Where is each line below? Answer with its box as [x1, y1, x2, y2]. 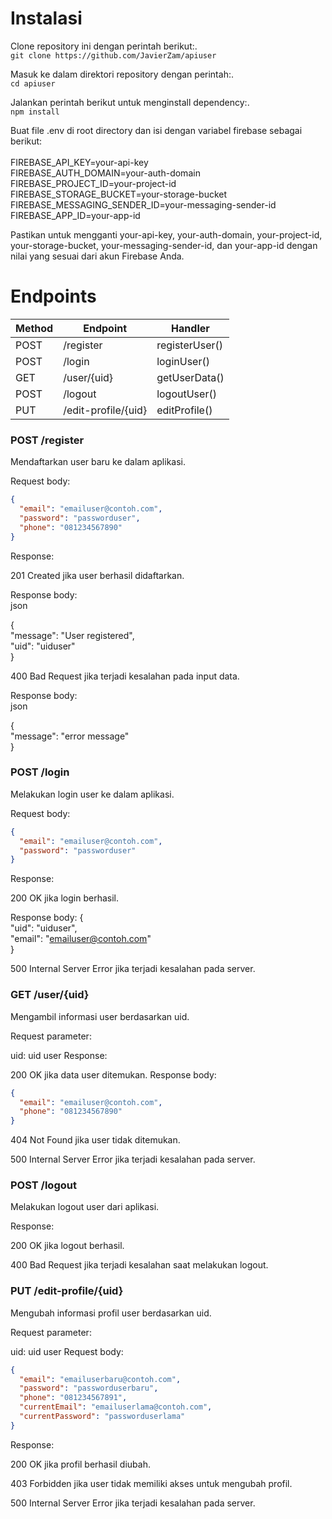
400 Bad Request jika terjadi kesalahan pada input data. [10, 670, 240, 682]
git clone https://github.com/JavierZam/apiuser [10, 50, 217, 61]
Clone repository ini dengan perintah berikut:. [10, 40, 198, 52]
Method [15, 321, 54, 335]
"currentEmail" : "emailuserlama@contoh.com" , [19, 1402, 213, 1412]
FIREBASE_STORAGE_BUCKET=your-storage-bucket [10, 188, 228, 200]
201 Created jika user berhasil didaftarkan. [10, 569, 185, 581]
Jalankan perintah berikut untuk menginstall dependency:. [10, 96, 250, 108]
